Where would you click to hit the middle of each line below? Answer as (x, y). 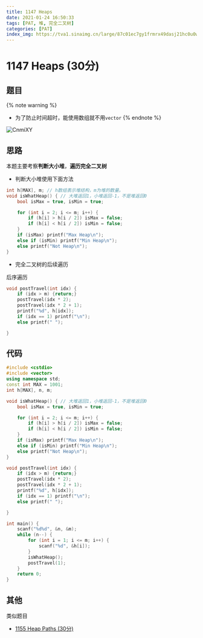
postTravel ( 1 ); (47, 563)
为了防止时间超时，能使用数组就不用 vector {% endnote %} (88, 118)
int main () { (23, 524)
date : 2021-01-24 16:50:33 (40, 18)
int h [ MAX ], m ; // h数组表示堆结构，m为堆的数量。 (65, 190)
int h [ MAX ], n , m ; (29, 390)
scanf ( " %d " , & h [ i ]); (64, 546)
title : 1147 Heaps (29, 12)
